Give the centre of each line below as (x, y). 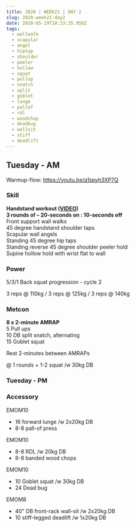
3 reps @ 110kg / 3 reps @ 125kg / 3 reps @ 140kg (68, 294)
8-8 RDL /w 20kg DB (40, 451)
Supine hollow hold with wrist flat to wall (56, 253)
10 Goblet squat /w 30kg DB (49, 481)
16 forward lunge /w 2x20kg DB (54, 421)
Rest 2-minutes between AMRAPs (48, 353)
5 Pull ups (19, 329)
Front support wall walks (37, 221)
